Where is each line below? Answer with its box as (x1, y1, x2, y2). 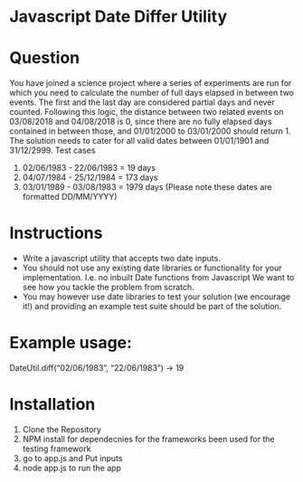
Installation (9, 394, 96, 415)
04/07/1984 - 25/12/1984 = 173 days (22, 172, 158, 183)
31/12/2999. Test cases (9, 145, 96, 156)
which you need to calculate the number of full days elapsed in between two (9, 88, 295, 99)
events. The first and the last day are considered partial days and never (9, 97, 276, 108)
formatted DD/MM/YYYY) (22, 192, 118, 203)
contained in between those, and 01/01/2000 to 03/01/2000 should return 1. (9, 126, 291, 137)
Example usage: (9, 333, 133, 354)
